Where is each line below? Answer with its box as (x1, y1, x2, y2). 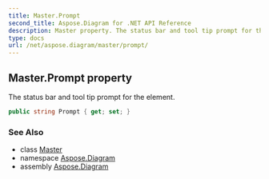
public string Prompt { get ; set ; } (8, 107, 130, 116)
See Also (8, 126, 44, 137)
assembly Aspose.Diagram (19, 161, 109, 172)
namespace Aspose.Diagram (19, 153, 116, 163)
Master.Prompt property (8, 71, 133, 85)
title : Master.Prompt (8, 11, 81, 20)
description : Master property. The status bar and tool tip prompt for (8, 26, 252, 34)
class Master (19, 145, 62, 154)
